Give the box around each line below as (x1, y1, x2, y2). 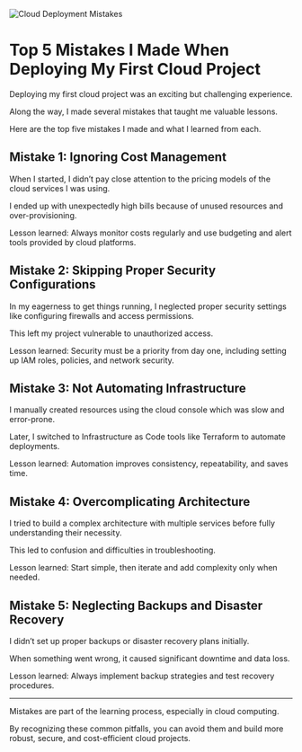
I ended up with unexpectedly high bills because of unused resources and (9, 200, 283, 211)
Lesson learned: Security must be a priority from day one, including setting (9, 345, 288, 356)
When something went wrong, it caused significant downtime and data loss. (9, 653, 290, 664)
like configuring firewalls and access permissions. (9, 310, 195, 321)
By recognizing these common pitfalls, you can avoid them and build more (9, 723, 284, 734)
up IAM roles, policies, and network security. (9, 355, 175, 366)
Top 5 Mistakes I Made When (9, 40, 230, 60)
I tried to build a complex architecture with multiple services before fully (9, 518, 276, 529)
